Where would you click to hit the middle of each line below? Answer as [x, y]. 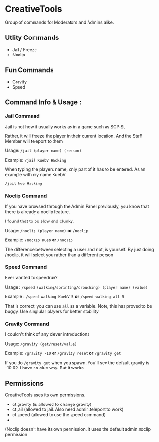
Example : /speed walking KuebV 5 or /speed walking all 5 [65, 296]
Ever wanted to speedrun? [31, 277]
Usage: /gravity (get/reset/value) [41, 344]
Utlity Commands [32, 38]
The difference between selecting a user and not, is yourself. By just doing [79, 249]
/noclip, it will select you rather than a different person [59, 255]
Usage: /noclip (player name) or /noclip [47, 230]
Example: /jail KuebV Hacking [36, 160]
